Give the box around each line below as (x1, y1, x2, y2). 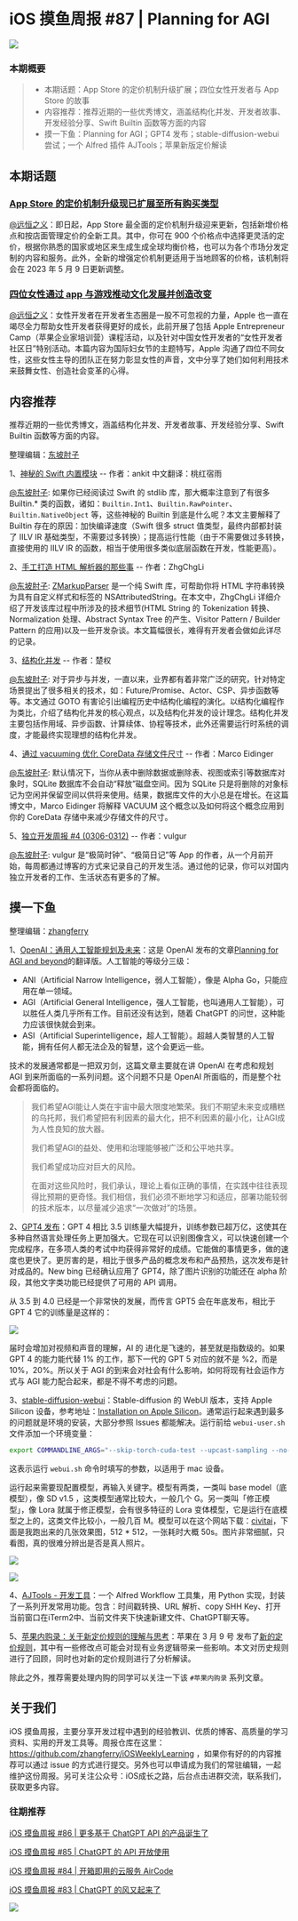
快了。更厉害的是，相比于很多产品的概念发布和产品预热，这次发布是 (32, 1254, 281, 1265)
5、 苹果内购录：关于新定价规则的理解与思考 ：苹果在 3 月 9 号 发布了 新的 (9, 1630, 276, 1642)
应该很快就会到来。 (29, 1018, 100, 1029)
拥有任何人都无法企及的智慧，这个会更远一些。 (37, 1041, 209, 1051)
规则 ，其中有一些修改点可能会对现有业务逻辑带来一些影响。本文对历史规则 (16, 1642, 289, 1652)
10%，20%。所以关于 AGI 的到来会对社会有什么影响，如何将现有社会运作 (9, 1364, 278, 1375)
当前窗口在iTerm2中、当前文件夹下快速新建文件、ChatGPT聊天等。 (9, 1612, 255, 1622)
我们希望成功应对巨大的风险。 (30, 1161, 140, 1171)
